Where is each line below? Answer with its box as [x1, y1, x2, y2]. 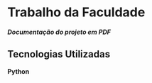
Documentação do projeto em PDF [7, 28, 112, 36]
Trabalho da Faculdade [7, 4, 146, 21]
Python [7, 67, 30, 75]
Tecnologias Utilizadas [7, 48, 111, 60]
